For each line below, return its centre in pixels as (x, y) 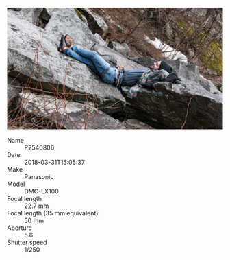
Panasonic (39, 176)
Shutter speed (27, 242)
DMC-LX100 (42, 191)
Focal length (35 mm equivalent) (53, 213)
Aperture (20, 228)
